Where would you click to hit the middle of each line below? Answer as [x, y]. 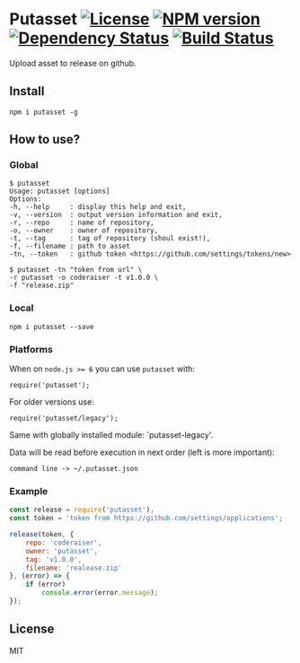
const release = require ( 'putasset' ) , [82, 510]
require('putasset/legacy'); [64, 419]
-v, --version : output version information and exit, [116, 215]
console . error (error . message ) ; [100, 593]
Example [29, 491]
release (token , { [42, 535]
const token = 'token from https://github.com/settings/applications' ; [146, 519]
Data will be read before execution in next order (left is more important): [142, 452]
